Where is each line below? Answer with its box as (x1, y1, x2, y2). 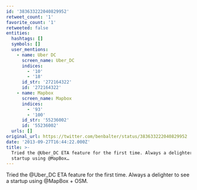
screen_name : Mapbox (21, 95, 72, 101)
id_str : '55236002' (21, 118, 69, 123)
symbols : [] (11, 42, 41, 47)
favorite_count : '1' (6, 19, 57, 25)
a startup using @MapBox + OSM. (6, 178, 89, 185)
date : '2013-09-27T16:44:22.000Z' (6, 139, 91, 145)
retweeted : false (6, 25, 49, 31)
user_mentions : (11, 47, 49, 53)
